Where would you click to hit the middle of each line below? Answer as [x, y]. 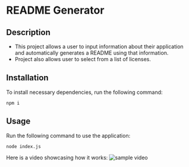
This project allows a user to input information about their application [99, 46]
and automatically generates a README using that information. [92, 53]
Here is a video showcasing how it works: [57, 157]
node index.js [24, 146]
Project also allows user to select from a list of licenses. [83, 59]
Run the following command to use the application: [68, 136]
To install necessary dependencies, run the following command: [84, 92]
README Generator [55, 10]
